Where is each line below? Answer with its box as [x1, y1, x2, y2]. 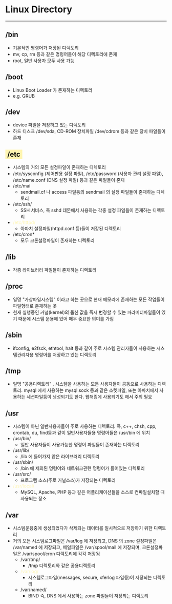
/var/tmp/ [20, 556, 40, 563]
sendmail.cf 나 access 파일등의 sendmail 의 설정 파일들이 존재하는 [20, 189, 155, 195]
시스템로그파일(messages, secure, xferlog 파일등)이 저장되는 [28, 574, 152, 581]
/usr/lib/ [12, 447, 30, 454]
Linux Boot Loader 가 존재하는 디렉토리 [12, 87, 93, 93]
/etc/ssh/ [12, 201, 32, 207]
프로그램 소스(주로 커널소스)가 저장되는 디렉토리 [20, 477, 116, 483]
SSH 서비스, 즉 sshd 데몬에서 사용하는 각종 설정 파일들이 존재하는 [20, 207, 152, 214]
